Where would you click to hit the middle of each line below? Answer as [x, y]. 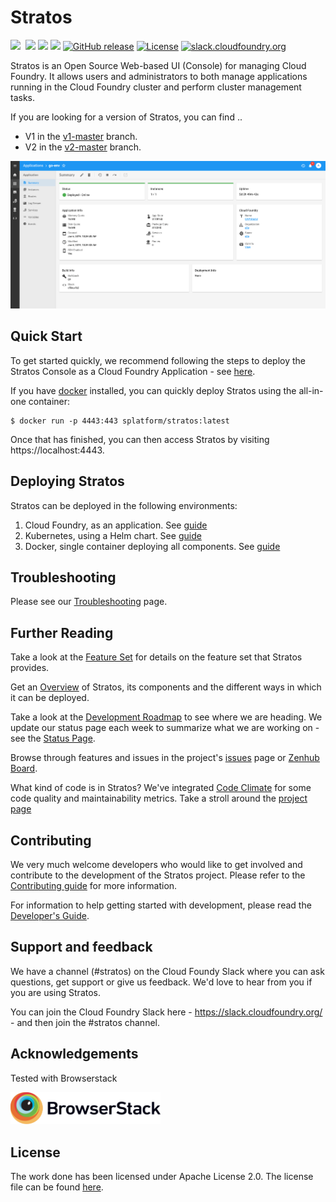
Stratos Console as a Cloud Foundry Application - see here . [133, 371]
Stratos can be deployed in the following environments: [124, 505]
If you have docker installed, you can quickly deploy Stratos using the [153, 390]
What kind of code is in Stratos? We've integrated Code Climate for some [161, 788]
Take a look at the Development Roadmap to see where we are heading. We [166, 717]
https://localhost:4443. [57, 450]
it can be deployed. [50, 698]
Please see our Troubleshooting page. [89, 602]
